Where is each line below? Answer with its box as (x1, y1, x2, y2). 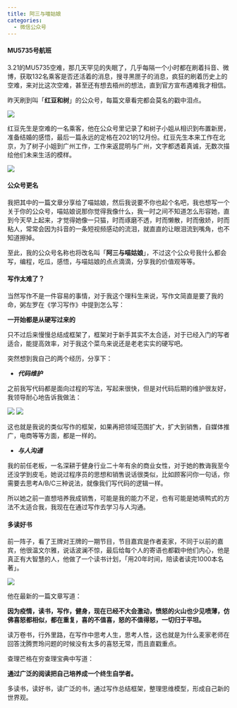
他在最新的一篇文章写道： (7, 592, 82, 600)
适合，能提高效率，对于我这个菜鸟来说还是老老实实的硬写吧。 (7, 339, 187, 348)
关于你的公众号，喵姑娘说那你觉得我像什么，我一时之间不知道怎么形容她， (7, 207, 224, 215)
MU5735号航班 (7, 46, 51, 54)
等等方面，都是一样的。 (31, 431, 100, 439)
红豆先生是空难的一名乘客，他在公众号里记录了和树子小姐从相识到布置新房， (7, 124, 230, 133)
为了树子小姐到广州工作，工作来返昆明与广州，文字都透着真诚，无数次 (19, 142, 224, 150)
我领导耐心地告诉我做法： (7, 393, 82, 401)
